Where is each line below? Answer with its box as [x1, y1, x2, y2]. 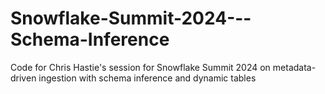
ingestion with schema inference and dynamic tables [38, 72, 257, 84]
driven [10, 72, 37, 84]
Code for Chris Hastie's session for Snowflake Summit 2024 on [10, 61, 271, 73]
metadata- [272, 61, 317, 73]
